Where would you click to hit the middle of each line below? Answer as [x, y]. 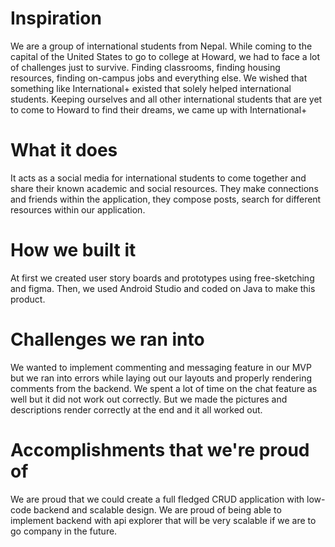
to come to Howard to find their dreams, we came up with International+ [159, 109]
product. [28, 299]
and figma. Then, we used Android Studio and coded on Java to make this [163, 288]
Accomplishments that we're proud [160, 449]
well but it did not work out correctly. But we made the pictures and [149, 399]
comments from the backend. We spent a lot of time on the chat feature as [164, 388]
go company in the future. [64, 531]
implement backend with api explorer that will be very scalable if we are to [163, 520]
